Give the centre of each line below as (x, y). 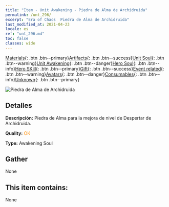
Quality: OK (18, 133)
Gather (17, 159)
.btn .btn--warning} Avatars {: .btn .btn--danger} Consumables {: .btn (76, 74)
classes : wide (20, 43)
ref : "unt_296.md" (25, 34)
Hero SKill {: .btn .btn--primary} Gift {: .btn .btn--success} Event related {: (90, 68)
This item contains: (37, 187)
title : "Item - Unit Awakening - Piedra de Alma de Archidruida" (76, 10)
